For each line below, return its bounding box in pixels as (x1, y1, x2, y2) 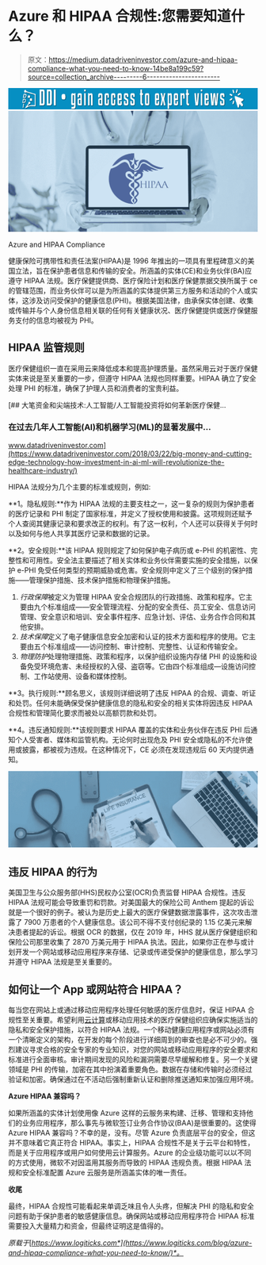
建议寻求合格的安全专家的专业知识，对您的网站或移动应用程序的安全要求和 (14, 1045, 258, 1055)
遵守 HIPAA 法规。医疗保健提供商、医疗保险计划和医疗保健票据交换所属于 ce (8, 275, 258, 286)
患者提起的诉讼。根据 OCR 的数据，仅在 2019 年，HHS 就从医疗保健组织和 (14, 927, 258, 937)
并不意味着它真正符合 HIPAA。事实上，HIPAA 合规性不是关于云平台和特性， (8, 1138, 255, 1148)
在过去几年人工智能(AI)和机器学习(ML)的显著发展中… (8, 422, 211, 433)
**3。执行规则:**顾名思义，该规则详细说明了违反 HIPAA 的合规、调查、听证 (8, 688, 256, 698)
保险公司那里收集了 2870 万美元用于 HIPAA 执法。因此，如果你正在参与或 (8, 937, 248, 947)
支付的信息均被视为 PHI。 (14, 315, 99, 325)
